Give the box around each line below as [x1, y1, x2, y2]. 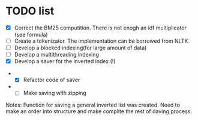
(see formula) [14, 31, 49, 38]
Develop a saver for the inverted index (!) [14, 58, 116, 65]
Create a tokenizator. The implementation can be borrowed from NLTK [14, 37, 188, 45]
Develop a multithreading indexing [14, 51, 100, 58]
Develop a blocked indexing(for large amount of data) [14, 44, 147, 52]
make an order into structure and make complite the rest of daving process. [5, 108, 193, 115]
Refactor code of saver [23, 76, 80, 84]
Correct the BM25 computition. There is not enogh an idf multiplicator [14, 24, 187, 31]
